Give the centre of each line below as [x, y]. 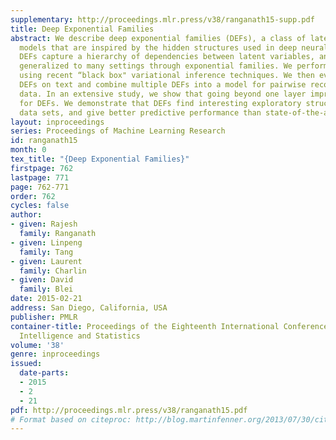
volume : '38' [37, 345]
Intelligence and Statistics [80, 336]
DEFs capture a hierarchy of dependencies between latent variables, [167, 57]
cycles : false [40, 206]
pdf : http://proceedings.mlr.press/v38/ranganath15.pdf [129, 410]
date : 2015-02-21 [46, 299]
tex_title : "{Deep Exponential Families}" [100, 159]
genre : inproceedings [55, 354]
